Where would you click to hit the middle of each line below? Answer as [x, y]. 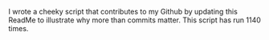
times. [18, 28]
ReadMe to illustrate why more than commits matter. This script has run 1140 [134, 20]
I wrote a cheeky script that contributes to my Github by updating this [123, 12]
